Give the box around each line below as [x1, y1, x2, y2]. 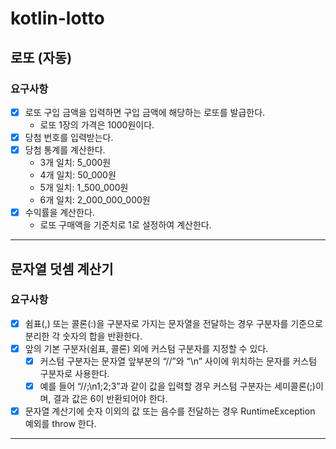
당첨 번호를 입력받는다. [24, 131, 114, 143]
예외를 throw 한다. [24, 418, 97, 430]
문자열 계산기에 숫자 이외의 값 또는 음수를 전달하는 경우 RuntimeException [24, 405, 316, 417]
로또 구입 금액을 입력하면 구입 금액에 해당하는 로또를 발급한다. [24, 106, 266, 118]
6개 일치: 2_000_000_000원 [39, 194, 151, 206]
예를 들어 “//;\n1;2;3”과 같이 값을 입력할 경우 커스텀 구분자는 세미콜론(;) [39, 380, 316, 392]
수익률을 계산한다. [24, 207, 95, 219]
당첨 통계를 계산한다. [24, 144, 106, 156]
